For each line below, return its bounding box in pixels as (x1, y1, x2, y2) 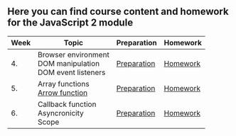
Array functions (38, 79, 90, 89)
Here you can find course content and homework (7, 6, 229, 18)
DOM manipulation (38, 58, 100, 68)
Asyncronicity (38, 108, 84, 118)
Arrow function (38, 88, 88, 98)
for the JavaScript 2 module (7, 17, 134, 29)
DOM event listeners (38, 67, 106, 77)
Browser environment (38, 50, 110, 59)
